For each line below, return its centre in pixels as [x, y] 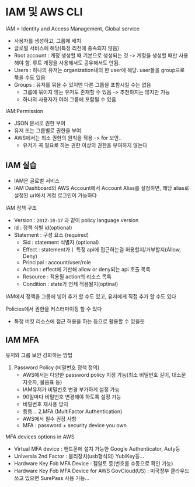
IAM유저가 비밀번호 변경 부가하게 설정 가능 [71, 389]
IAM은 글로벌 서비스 [36, 181]
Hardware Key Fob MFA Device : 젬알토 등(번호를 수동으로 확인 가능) [93, 463]
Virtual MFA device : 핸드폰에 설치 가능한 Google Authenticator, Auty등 [97, 448]
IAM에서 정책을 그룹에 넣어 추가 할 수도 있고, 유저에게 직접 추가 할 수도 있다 [91, 296]
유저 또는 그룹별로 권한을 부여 [47, 130]
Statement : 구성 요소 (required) [51, 234]
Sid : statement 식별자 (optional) [61, 242]
